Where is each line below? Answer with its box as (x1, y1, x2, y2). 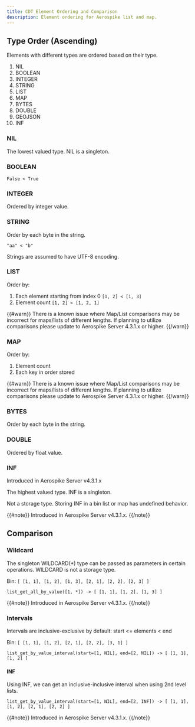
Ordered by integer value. (6, 203, 70, 210)
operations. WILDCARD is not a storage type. (6, 566, 116, 573)
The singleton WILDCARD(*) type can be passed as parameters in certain (6, 559, 186, 567)
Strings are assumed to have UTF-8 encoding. (6, 253, 120, 260)
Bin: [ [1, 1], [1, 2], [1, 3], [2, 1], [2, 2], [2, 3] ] (6, 577, 150, 585)
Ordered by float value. (6, 449, 63, 456)
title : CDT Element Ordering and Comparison (6, 8, 118, 15)
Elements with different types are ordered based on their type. (6, 51, 158, 59)
